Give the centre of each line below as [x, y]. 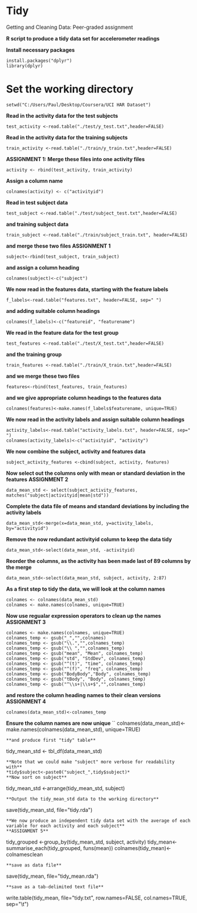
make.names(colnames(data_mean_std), [55, 729]
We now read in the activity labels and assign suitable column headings [95, 419]
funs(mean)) [98, 848]
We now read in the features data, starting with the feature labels [87, 289]
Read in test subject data [37, 202]
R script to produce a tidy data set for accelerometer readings [83, 38]
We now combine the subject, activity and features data [76, 451]
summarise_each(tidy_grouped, [44, 848]
